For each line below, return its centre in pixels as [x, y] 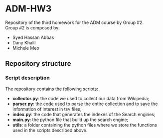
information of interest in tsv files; [47, 109]
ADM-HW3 [28, 9]
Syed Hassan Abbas [33, 37]
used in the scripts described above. [50, 130]
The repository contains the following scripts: [52, 89]
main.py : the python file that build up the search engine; [70, 120]
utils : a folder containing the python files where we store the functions [85, 125]
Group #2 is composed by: [32, 27]
